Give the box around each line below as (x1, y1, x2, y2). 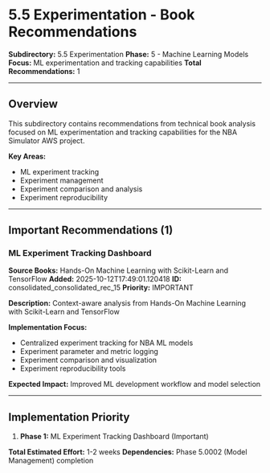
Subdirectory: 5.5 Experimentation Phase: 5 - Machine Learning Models (8, 49, 249, 59)
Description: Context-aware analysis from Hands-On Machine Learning (8, 298, 247, 308)
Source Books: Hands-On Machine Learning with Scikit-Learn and (8, 265, 229, 275)
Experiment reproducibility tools (19, 364, 126, 373)
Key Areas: (8, 151, 47, 161)
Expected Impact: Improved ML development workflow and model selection (8, 380, 261, 389)
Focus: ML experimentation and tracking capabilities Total (8, 58, 202, 68)
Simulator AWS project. (8, 135, 85, 146)
